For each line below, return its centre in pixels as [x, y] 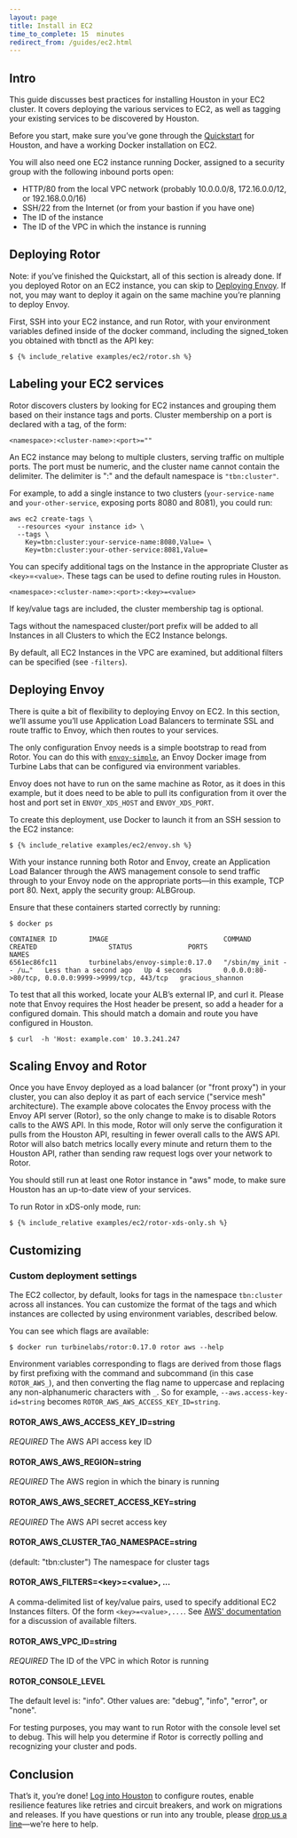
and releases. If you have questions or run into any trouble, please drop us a [148, 1815]
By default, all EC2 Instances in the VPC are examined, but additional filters [146, 652]
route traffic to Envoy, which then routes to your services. [114, 730]
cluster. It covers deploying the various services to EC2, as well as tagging [145, 109]
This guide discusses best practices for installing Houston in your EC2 [137, 99]
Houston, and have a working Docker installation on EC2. [113, 145]
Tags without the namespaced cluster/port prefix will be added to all [134, 625]
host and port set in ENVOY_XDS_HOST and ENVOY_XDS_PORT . [112, 802]
